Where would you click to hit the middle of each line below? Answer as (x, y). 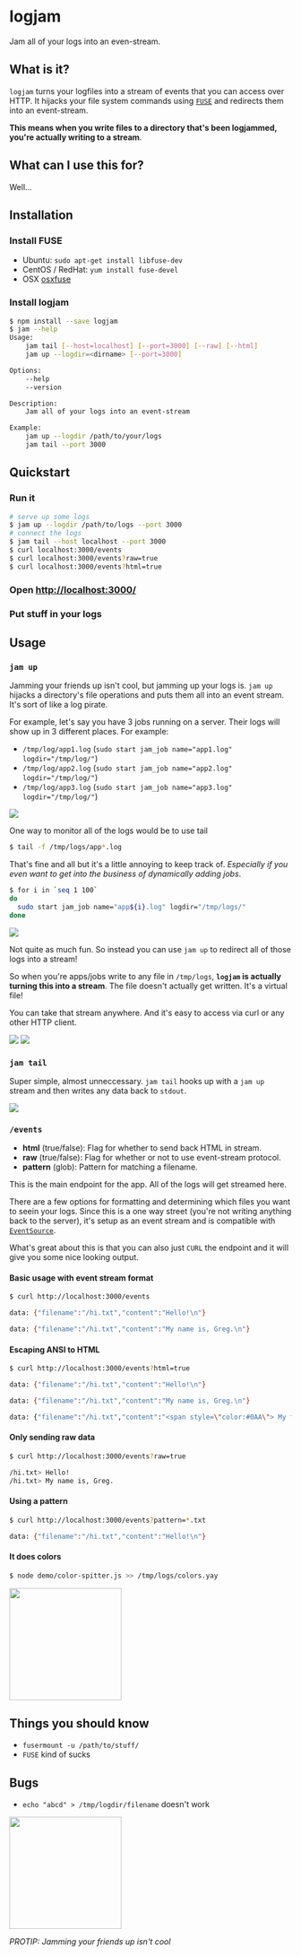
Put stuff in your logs (56, 613)
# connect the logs (46, 534)
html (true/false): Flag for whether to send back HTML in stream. (142, 1148)
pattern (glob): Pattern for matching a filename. (110, 1167)
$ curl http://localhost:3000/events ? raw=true (98, 1456)
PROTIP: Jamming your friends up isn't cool (90, 1942)
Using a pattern (39, 1501)
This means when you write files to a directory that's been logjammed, (143, 127)
